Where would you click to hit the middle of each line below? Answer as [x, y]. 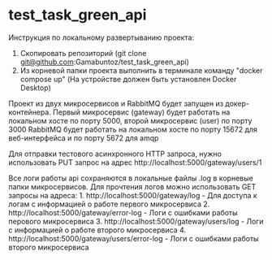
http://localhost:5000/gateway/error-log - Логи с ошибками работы [123, 212]
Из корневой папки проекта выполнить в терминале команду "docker [141, 70]
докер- [237, 103]
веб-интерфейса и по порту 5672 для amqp [84, 138]
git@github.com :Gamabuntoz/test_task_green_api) [104, 62]
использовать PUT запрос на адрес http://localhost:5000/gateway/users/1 [135, 162]
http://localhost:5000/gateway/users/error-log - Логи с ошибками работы [134, 238]
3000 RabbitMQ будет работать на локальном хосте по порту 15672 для [133, 129]
